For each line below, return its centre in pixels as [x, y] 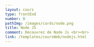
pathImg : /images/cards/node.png [39, 23]
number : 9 [15, 19]
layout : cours [20, 10]
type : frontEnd [21, 14]
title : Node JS [21, 28]
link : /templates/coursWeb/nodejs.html [46, 37]
